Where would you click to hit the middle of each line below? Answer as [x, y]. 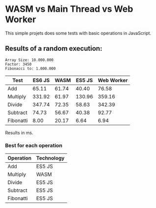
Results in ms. [19, 133]
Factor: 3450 [18, 64]
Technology [50, 158]
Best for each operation [34, 145]
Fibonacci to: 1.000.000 [30, 68]
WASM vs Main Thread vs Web [69, 9]
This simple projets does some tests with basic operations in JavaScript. [78, 33]
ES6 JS [41, 80]
